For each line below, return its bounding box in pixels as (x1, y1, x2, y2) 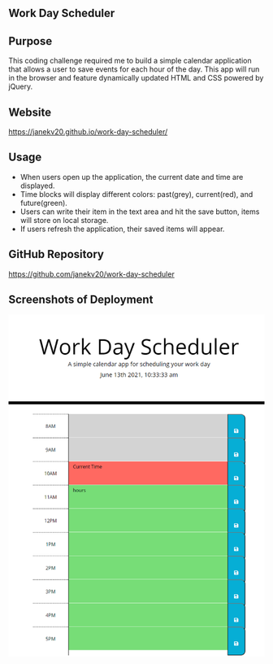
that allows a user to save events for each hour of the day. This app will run (8, 64, 260, 74)
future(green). (19, 198, 67, 207)
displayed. (19, 181, 55, 190)
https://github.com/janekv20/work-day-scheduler (8, 269, 175, 279)
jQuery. (8, 81, 33, 92)
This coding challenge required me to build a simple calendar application (8, 56, 252, 66)
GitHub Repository (8, 247, 104, 261)
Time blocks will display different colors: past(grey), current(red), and (19, 189, 253, 199)
